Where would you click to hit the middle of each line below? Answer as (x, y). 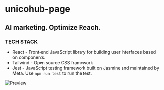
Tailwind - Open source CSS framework (53, 62)
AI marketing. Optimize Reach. (53, 27)
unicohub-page (38, 9)
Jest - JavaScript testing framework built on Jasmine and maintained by (86, 68)
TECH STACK (21, 42)
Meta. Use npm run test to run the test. (52, 73)
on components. (29, 57)
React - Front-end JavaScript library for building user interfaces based (84, 52)
